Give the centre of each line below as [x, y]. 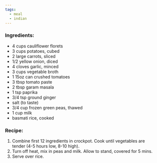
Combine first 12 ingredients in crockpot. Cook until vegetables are [78, 141]
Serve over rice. [28, 156]
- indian [18, 18]
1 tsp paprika [25, 92]
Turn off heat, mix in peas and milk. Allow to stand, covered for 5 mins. [82, 151]
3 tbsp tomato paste [32, 82]
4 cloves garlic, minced [35, 66]
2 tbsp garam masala [33, 87]
